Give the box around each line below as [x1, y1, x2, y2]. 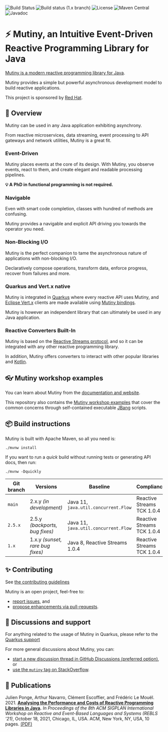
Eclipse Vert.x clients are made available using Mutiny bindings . [5, 299, 136, 305]
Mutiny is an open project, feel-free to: [5, 588, 85, 594]
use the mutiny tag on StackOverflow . [12, 666, 90, 673]
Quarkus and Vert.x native [5, 283, 71, 290]
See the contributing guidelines [5, 579, 70, 585]
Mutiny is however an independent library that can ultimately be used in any [5, 309, 161, 315]
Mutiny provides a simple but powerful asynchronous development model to [5, 79, 162, 85]
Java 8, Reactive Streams [67, 539, 127, 546]
